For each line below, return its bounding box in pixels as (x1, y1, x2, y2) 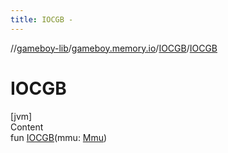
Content (10, 121, 44, 133)
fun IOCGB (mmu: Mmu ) (10, 131, 108, 143)
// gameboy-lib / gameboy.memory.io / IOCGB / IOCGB (10, 42, 218, 54)
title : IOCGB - (10, 14, 74, 25)
